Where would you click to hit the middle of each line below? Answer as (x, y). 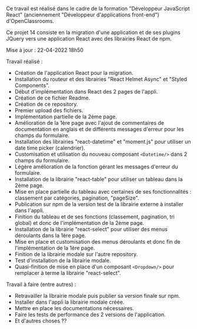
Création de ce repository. (46, 104)
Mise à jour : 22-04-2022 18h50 (45, 50)
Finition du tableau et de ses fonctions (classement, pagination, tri (95, 217)
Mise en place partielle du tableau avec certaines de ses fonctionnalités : (103, 192)
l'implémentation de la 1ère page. (55, 248)
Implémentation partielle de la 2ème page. (66, 117)
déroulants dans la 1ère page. (50, 235)
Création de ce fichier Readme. (52, 98)
